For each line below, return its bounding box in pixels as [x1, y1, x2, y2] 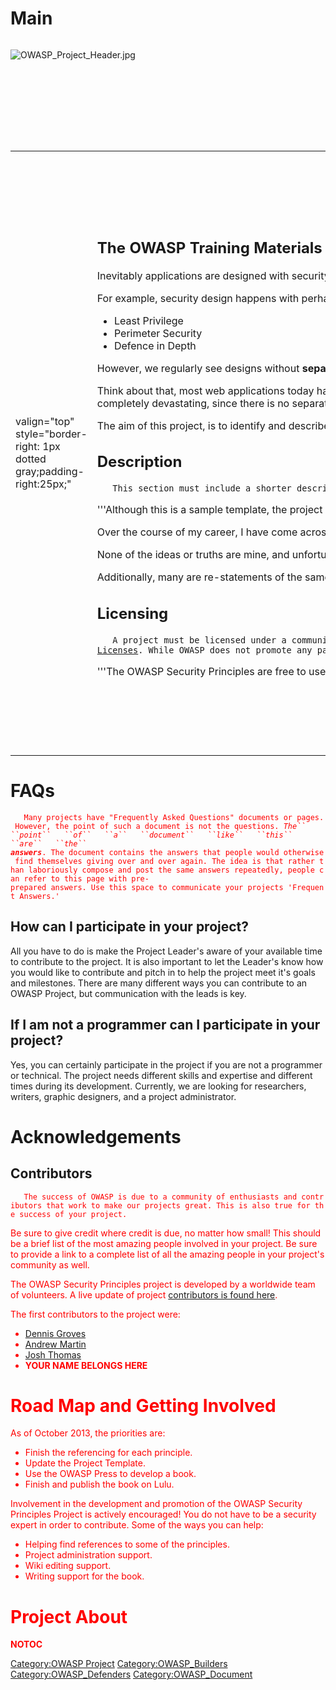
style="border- [15, 427, 88, 441]
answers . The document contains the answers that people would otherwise [10, 847, 325, 857]
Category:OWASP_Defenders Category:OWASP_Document [10, 1668, 253, 1681]
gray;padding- [15, 464, 85, 478]
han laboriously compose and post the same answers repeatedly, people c [10, 865, 325, 875]
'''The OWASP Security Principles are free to [96, 664, 307, 678]
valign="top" [15, 414, 75, 428]
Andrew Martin [24, 1338, 87, 1350]
